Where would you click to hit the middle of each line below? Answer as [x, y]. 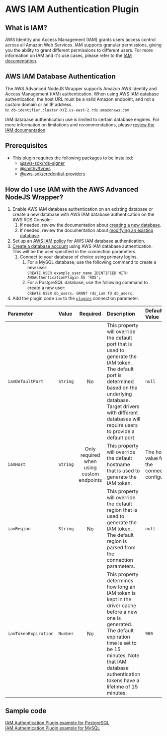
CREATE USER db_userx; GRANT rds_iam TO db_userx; [81, 294]
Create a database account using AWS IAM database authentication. [83, 246]
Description [121, 314]
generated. [120, 624]
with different [122, 413]
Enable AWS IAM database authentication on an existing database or [83, 209]
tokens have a [123, 681]
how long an [121, 587]
